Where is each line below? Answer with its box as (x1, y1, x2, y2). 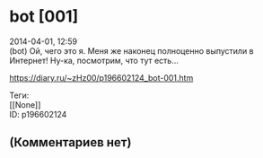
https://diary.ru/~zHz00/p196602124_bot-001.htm (9, 72, 194, 83)
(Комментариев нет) (9, 135, 132, 150)
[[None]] (9, 99, 41, 110)
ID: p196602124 (9, 109, 67, 119)
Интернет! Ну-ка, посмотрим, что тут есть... (9, 55, 180, 66)
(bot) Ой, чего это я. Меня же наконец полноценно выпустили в (9, 45, 254, 56)
